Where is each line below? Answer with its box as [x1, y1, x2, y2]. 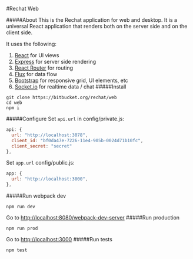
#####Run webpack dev [6, 192, 66, 199]
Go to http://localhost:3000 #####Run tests [6, 236, 113, 242]
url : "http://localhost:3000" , [11, 176, 88, 182]
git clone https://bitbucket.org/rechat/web [6, 94, 117, 100]
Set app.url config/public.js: [6, 159, 75, 166]
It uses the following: [6, 41, 57, 47]
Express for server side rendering [14, 58, 96, 65]
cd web [6, 100, 22, 106]
